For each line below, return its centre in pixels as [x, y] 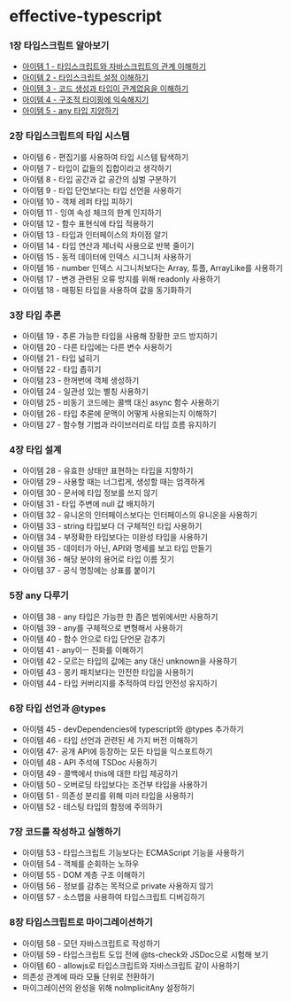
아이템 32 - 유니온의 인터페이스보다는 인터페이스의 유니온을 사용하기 [140, 515]
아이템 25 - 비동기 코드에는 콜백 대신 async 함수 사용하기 [120, 403]
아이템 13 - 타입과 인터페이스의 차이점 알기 [95, 234]
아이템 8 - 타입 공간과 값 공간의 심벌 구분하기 [99, 179]
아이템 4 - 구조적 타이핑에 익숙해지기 [85, 100]
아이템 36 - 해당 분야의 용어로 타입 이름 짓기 [98, 559]
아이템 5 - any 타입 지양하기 [70, 111]
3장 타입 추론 [35, 315]
